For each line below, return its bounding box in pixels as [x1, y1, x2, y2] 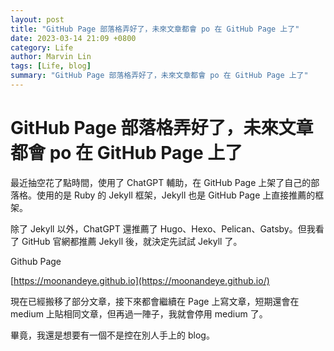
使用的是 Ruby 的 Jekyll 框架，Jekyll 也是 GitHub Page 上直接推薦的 [36, 189, 316, 201]
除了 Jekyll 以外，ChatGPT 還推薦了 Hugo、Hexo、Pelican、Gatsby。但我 [10, 222, 316, 235]
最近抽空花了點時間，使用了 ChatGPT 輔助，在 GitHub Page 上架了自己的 [10, 176, 312, 188]
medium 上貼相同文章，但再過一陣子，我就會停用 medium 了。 [10, 307, 268, 320]
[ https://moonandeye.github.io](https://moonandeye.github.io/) [10, 274, 270, 286]
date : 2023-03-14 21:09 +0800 [10, 33, 137, 43]
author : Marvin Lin [10, 52, 92, 62]
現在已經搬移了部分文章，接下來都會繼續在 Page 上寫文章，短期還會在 [10, 295, 300, 307]
